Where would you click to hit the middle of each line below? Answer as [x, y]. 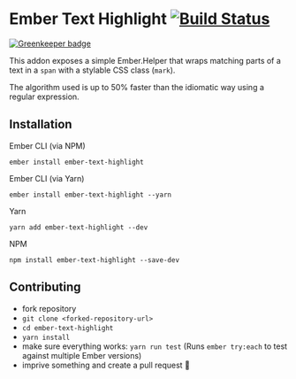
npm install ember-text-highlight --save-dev [94, 260]
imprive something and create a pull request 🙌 [106, 365]
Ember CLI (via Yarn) [47, 178]
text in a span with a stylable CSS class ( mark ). [92, 70]
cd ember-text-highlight [68, 328]
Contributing [45, 287]
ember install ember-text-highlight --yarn [91, 195]
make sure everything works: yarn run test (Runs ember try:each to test [155, 346]
